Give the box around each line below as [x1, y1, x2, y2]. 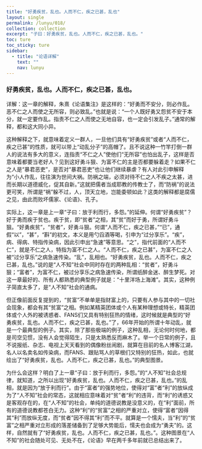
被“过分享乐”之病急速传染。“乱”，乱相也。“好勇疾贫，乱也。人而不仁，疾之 [6, 253, 192, 261]
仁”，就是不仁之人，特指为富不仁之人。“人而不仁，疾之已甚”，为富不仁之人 [6, 246, 192, 253]
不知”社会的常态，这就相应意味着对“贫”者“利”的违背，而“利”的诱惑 [24, 391, 188, 399]
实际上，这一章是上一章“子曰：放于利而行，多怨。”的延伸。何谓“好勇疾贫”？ [6, 208, 192, 215]
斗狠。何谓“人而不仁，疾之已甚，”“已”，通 [78, 223, 180, 231]
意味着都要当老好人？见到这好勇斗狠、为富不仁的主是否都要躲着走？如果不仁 [6, 158, 196, 165]
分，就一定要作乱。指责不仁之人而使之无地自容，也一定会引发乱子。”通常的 [6, 115, 191, 122]
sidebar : [6, 48, 28, 54]
